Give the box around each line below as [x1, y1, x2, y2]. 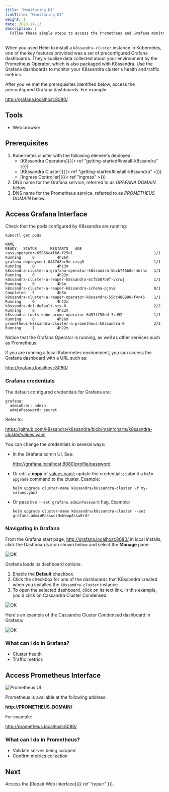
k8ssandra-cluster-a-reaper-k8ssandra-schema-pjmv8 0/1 [5, 286, 161, 291]
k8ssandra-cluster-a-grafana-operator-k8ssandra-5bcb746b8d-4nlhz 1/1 [5, 268, 161, 273]
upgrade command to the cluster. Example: [12, 476, 101, 482]
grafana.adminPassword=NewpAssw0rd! [12, 513, 90, 518]
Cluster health [12, 651, 42, 657]
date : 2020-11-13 [5, 21, 42, 27]
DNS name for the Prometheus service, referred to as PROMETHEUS [12, 190, 155, 196]
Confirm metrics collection [12, 753, 68, 759]
